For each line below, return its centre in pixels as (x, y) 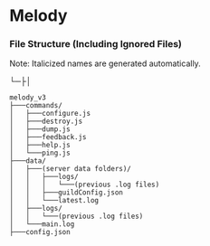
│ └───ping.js (40, 153)
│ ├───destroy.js (46, 122)
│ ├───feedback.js (48, 137)
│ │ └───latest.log (54, 201)
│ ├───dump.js (40, 129)
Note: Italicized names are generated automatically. (105, 63)
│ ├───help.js (40, 146)
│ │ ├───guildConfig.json (67, 193)
